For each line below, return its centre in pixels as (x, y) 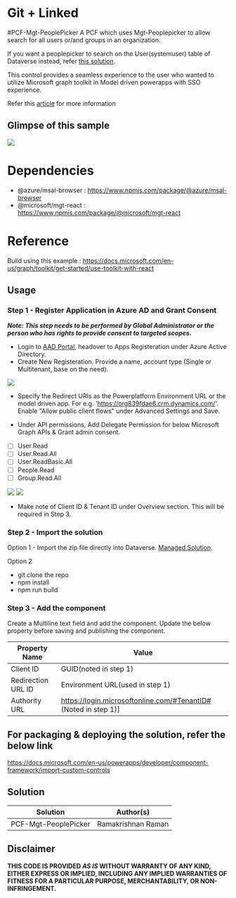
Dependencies (51, 170)
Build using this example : (44, 260)
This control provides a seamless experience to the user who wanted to (111, 75)
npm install (33, 582)
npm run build (38, 589)
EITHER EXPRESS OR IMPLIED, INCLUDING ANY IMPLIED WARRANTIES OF (117, 873)
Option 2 (20, 561)
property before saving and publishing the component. (86, 631)
